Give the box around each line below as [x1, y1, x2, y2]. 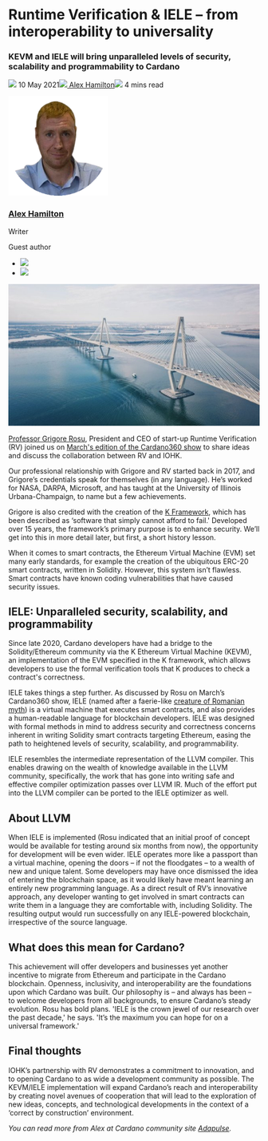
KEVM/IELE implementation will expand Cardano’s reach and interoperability [8, 1082, 258, 1091]
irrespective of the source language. [8, 917, 128, 927]
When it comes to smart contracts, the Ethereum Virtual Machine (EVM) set [8, 548, 256, 557]
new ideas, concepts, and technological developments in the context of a [8, 1099, 249, 1109]
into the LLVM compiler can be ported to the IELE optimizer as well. [8, 788, 229, 798]
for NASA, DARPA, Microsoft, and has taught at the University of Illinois [8, 483, 242, 493]
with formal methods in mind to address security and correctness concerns [8, 722, 256, 731]
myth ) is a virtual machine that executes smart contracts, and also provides [8, 705, 255, 715]
